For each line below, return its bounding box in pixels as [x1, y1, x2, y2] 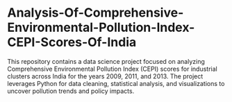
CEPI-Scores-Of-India [7, 35, 137, 50]
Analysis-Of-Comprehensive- [7, 5, 184, 21]
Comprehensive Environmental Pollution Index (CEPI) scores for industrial [7, 65, 217, 73]
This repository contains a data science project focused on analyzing [7, 57, 205, 65]
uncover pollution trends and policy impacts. [7, 87, 135, 95]
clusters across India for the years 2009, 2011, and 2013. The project [7, 71, 204, 80]
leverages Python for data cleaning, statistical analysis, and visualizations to [7, 79, 225, 87]
